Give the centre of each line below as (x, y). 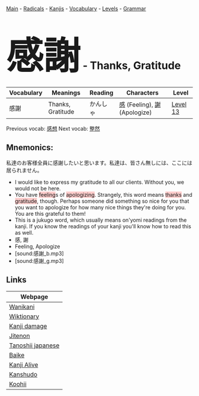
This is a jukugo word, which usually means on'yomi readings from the (101, 220)
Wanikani (22, 307)
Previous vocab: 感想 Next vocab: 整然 (53, 128)
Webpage (34, 297)
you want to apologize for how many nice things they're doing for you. (100, 207)
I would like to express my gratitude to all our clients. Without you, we (99, 182)
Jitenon (20, 335)
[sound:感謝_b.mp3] (39, 253)
